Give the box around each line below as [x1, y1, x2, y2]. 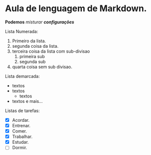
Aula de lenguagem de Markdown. [5, 3, 147, 14]
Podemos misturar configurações [5, 19, 75, 25]
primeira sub [19, 53, 45, 59]
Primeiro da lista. [12, 38, 46, 44]
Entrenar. [12, 123, 31, 128]
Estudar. [12, 139, 29, 145]
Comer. [12, 128, 27, 134]
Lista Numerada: [5, 28, 38, 34]
